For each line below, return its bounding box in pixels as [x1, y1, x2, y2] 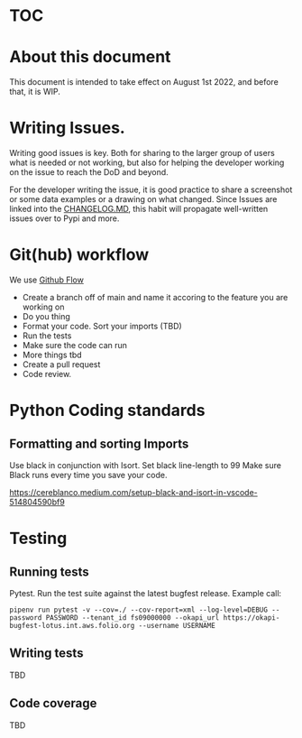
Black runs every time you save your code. [9, 470, 169, 480]
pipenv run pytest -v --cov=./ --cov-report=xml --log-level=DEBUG [9, 605, 269, 614]
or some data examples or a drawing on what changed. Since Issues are [9, 194, 278, 205]
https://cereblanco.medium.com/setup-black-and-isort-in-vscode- [9, 487, 259, 497]
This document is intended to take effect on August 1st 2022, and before [9, 77, 279, 88]
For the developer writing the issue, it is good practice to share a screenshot [9, 184, 293, 195]
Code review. [22, 369, 72, 379]
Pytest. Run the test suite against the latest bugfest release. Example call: [9, 588, 282, 598]
